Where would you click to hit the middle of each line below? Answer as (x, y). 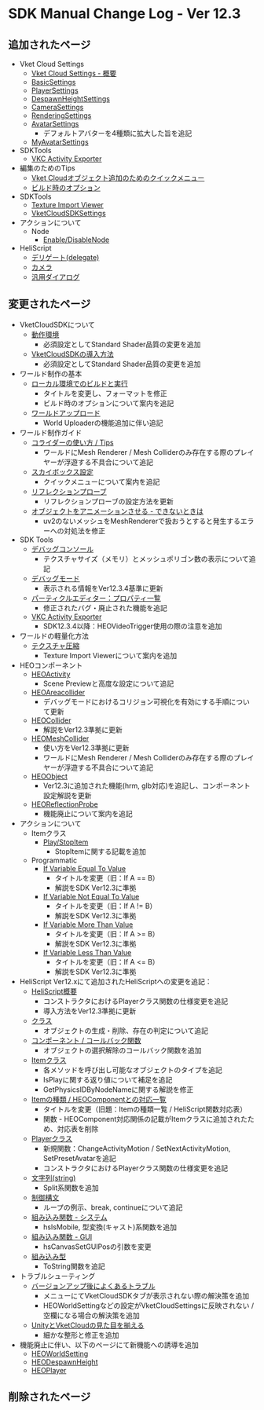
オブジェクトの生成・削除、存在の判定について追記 (125, 1031)
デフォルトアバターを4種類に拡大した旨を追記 (117, 133)
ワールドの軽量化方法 (54, 635)
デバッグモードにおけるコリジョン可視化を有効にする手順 (136, 701)
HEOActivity (51, 674)
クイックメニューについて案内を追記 (101, 482)
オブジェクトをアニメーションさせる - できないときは (117, 511)
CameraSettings (57, 107)
